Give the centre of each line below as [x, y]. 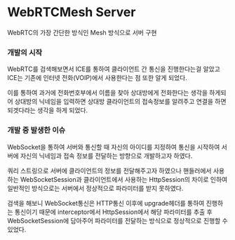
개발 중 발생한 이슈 [36, 131]
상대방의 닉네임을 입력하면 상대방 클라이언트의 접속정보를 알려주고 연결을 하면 [120, 102]
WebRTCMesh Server [72, 12]
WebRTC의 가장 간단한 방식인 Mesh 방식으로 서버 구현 [82, 32]
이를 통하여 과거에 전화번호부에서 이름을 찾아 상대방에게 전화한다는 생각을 [108, 93]
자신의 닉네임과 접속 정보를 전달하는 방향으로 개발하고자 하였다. [106, 156]
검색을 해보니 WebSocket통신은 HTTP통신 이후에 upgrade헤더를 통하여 [106, 203]
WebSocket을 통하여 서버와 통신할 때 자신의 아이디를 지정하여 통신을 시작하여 [114, 147]
